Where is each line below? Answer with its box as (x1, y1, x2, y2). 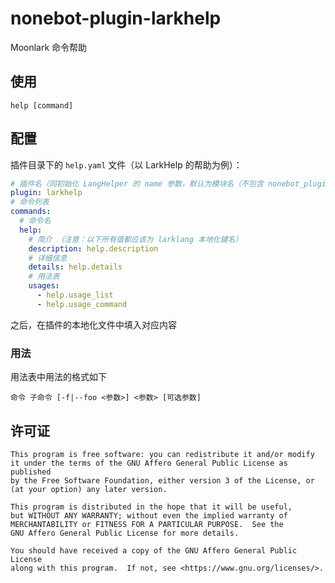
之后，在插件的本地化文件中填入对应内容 (10, 318, 177, 331)
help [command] (10, 100, 74, 111)
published (10, 467, 52, 477)
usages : (28, 281, 60, 291)
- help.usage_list (36, 290, 114, 301)
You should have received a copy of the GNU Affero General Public (10, 545, 298, 556)
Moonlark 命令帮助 (10, 41, 88, 53)
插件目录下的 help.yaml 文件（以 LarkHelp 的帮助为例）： (10, 158, 243, 171)
